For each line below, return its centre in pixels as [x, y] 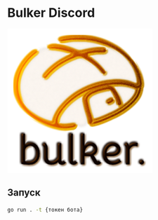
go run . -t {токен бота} [45, 209]
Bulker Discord [51, 13]
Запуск [24, 193]
